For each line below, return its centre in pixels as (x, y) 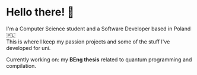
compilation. (21, 65)
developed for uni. (28, 48)
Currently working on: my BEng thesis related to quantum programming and (99, 60)
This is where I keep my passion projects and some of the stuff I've (88, 42)
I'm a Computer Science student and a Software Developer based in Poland (99, 29)
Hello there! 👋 (40, 12)
